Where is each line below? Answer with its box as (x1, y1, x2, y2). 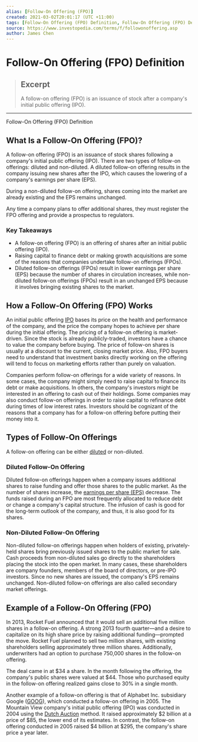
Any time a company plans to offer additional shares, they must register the (6, 205, 189, 212)
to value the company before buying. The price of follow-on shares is (6, 342, 175, 349)
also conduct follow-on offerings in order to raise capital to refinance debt (6, 396, 186, 404)
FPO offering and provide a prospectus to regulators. (6, 211, 134, 218)
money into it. (6, 415, 39, 422)
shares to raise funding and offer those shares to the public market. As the (6, 482, 187, 490)
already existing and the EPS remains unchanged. (6, 193, 127, 201)
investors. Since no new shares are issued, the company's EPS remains (6, 573, 180, 580)
